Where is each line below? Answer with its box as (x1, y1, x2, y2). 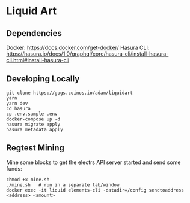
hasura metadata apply (6, 126, 63, 132)
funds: (6, 165, 22, 172)
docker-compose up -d (6, 116, 61, 122)
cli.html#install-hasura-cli (6, 57, 70, 63)
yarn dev (6, 100, 28, 106)
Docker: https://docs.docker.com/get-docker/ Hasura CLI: (6, 44, 150, 51)
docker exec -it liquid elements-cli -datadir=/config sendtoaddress (6, 187, 185, 193)
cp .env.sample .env (6, 111, 58, 117)
